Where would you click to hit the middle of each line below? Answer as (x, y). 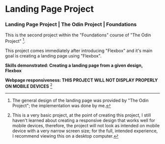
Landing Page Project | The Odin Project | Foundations (71, 25)
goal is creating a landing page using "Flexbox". (53, 56)
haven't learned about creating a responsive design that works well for (84, 120)
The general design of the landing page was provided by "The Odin (80, 100)
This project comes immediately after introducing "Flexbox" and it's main (79, 51)
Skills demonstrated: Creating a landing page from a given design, (74, 65)
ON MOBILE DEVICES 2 (29, 86)
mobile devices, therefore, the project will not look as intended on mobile (86, 125)
